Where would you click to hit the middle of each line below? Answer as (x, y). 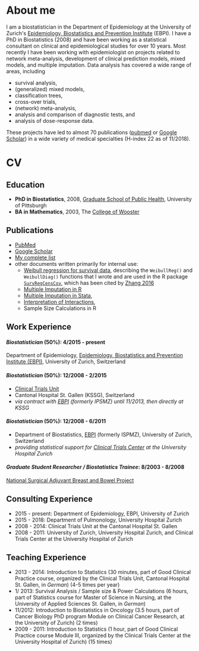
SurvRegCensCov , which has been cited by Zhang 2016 (89, 283)
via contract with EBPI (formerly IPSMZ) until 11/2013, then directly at (99, 401)
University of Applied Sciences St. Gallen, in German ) (80, 603)
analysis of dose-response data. (54, 120)
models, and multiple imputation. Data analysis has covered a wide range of (99, 65)
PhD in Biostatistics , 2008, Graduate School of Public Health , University (103, 199)
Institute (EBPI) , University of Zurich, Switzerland (66, 362)
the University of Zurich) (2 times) (56, 622)
